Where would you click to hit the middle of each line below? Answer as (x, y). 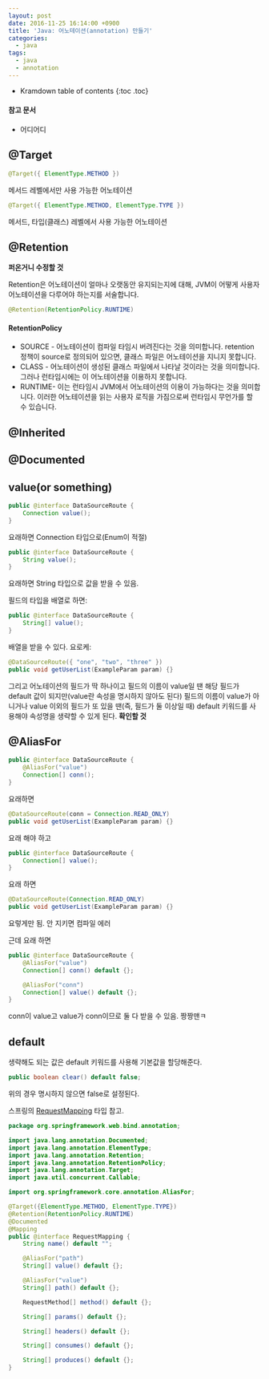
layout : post (30, 16)
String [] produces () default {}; (78, 1361)
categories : (28, 38)
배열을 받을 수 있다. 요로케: (50, 647)
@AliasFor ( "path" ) (53, 1259)
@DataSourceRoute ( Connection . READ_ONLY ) (77, 899)
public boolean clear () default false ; (75, 1077)
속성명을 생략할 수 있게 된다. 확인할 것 (88, 716)
